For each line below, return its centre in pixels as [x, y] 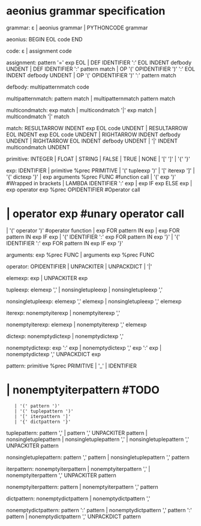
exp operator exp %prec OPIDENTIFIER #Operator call [73, 190]
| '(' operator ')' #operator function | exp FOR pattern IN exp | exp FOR [93, 230]
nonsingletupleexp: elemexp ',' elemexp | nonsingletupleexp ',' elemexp [94, 301]
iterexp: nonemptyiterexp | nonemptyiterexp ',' [63, 312]
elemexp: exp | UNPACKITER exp [47, 278]
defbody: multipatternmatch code [48, 87]
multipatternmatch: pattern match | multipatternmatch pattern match [91, 98]
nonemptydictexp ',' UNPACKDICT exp [53, 354]
